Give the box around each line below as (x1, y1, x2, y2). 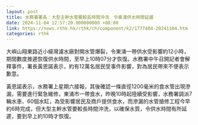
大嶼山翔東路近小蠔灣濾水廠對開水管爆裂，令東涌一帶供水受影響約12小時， (6, 48, 190, 55)
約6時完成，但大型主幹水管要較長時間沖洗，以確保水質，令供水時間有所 (6, 105, 182, 112)
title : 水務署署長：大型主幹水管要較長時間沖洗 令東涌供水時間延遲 (6, 14, 154, 20)
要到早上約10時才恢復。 (16, 112, 75, 120)
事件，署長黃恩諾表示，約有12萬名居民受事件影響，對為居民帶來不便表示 (11, 63, 190, 70)
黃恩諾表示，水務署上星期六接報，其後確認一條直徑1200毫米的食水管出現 (6, 83, 185, 90)
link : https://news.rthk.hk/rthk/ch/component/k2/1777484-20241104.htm (6, 25, 188, 32)
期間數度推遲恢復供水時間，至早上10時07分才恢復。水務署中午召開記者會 (6, 55, 185, 62)
